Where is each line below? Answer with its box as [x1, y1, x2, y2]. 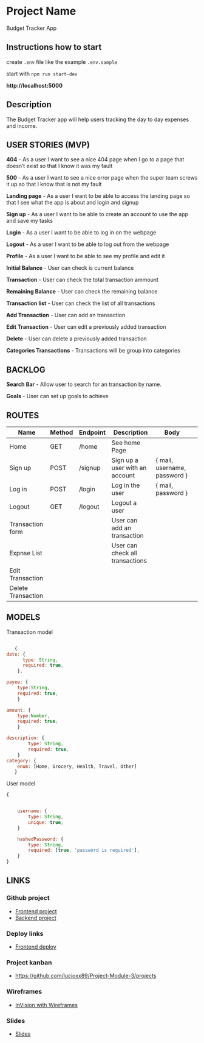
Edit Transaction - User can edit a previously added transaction [6, 323, 166, 331]
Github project [6, 894, 50, 902]
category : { [6, 757, 36, 764]
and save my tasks [6, 217, 53, 225]
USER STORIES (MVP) [6, 139, 90, 150]
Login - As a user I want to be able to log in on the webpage [6, 229, 157, 236]
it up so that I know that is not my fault [6, 181, 102, 188]
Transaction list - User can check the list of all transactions [6, 300, 155, 307]
